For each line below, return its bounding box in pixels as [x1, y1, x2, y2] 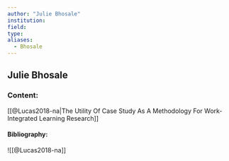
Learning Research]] [38, 114, 99, 122]
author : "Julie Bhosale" [7, 10, 81, 18]
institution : [7, 17, 46, 24]
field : [7, 23, 27, 30]
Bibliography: [7, 130, 48, 138]
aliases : [7, 37, 33, 44]
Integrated [7, 114, 38, 122]
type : [7, 30, 23, 37]
